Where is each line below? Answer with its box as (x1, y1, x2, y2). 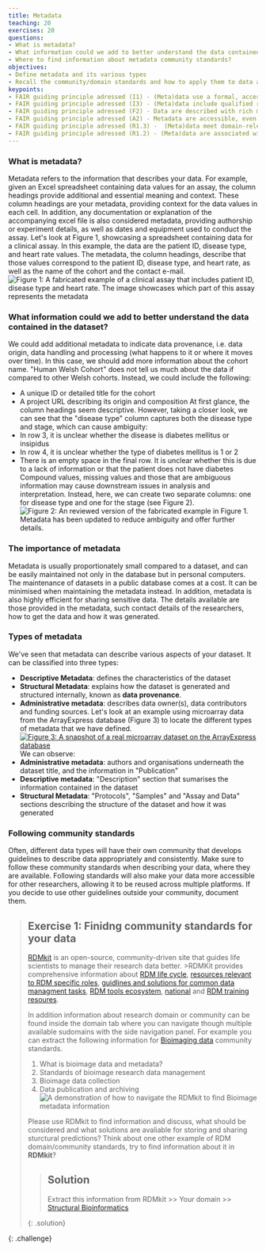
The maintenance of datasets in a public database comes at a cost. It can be (8, 578, 257, 587)
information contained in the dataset (19, 782, 139, 792)
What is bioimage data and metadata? (39, 1059, 163, 1069)
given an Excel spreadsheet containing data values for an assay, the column (8, 182, 256, 191)
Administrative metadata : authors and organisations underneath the (19, 757, 245, 767)
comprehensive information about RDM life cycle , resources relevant (27, 969, 252, 979)
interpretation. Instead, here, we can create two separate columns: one (19, 489, 252, 499)
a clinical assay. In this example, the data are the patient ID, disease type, (8, 241, 247, 251)
